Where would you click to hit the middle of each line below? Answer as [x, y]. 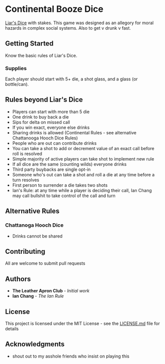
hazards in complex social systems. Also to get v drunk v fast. [68, 28]
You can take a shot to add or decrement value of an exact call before [83, 148]
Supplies [16, 68]
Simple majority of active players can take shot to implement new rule [83, 159]
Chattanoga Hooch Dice [34, 225]
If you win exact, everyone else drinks [51, 127]
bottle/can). [17, 84]
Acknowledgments [35, 344]
